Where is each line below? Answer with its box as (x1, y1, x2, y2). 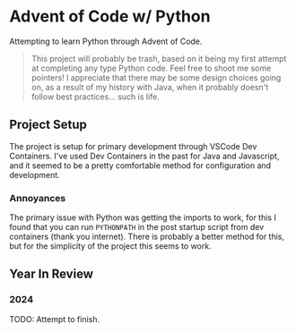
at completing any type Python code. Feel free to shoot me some (30, 63, 272, 73)
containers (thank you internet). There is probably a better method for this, (9, 231, 285, 243)
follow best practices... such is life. (30, 91, 160, 102)
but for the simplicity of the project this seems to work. (9, 241, 213, 251)
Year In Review (9, 267, 94, 282)
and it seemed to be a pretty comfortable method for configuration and (9, 159, 272, 171)
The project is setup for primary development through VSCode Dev (9, 140, 257, 151)
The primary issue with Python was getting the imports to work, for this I (9, 212, 276, 223)
